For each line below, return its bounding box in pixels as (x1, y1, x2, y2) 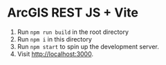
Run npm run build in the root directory (17, 28, 129, 36)
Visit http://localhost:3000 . (17, 50, 93, 58)
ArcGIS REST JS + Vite (7, 5, 138, 21)
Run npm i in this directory (17, 35, 92, 43)
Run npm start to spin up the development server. (17, 42, 159, 50)
